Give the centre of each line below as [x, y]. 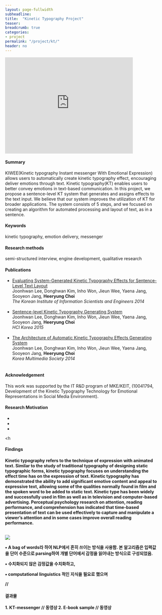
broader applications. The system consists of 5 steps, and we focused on [79, 204]
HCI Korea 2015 [28, 328]
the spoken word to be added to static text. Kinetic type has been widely [80, 492]
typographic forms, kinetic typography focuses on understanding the [77, 471]
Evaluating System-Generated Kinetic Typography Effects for [73, 281]
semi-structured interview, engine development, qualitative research [73, 259]
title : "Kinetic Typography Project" [44, 19]
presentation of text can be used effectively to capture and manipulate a [80, 513]
